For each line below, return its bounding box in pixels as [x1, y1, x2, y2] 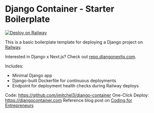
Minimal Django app [12, 72, 52, 78]
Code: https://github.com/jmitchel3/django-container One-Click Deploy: [5, 92, 149, 98]
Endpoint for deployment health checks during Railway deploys [12, 82, 139, 88]
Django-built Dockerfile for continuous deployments [12, 78, 117, 83]
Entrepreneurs [5, 102, 34, 108]
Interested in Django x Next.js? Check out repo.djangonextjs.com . [5, 53, 137, 59]
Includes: [5, 63, 23, 69]
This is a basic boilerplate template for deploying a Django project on [5, 39, 143, 45]
